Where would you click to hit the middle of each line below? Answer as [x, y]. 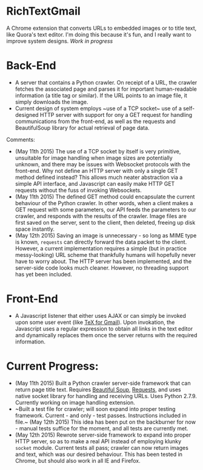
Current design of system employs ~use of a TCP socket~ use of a [98, 108]
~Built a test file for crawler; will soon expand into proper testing [95, 409]
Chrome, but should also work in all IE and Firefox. [78, 460]
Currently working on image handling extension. [75, 402]
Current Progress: [52, 366]
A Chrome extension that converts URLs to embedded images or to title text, [101, 28]
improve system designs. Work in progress [60, 41]
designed [27, 114]
